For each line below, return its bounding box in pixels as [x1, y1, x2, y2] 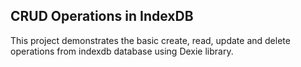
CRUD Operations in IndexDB [10, 8, 194, 25]
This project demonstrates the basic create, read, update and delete [10, 34, 291, 46]
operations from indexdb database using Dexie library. [10, 45, 234, 57]
